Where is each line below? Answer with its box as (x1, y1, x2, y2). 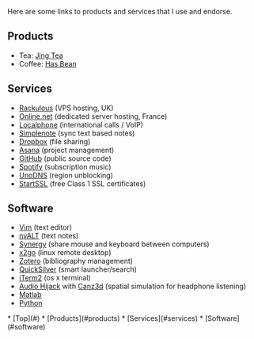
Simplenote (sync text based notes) (18, 128, 135, 138)
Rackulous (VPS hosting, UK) (18, 103, 114, 112)
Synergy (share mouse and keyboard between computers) (18, 239, 210, 249)
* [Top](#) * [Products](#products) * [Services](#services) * (7, 314, 203, 323)
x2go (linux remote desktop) (18, 248, 112, 257)
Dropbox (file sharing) (18, 136, 91, 146)
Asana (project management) (18, 145, 115, 154)
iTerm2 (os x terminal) (18, 273, 92, 283)
